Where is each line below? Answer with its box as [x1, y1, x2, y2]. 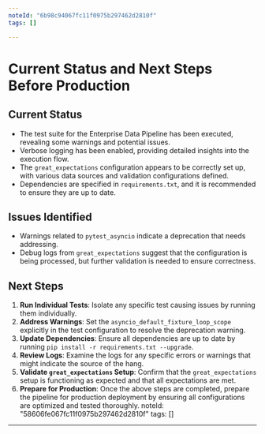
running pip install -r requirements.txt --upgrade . [19, 342, 194, 352]
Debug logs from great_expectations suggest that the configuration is [19, 248, 248, 257]
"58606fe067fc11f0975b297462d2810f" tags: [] [19, 410, 174, 419]
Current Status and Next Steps [8, 60, 213, 77]
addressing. [19, 240, 59, 249]
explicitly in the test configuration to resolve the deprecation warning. [19, 325, 246, 335]
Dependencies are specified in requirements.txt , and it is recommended [19, 179, 256, 189]
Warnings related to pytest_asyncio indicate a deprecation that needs [19, 231, 246, 241]
